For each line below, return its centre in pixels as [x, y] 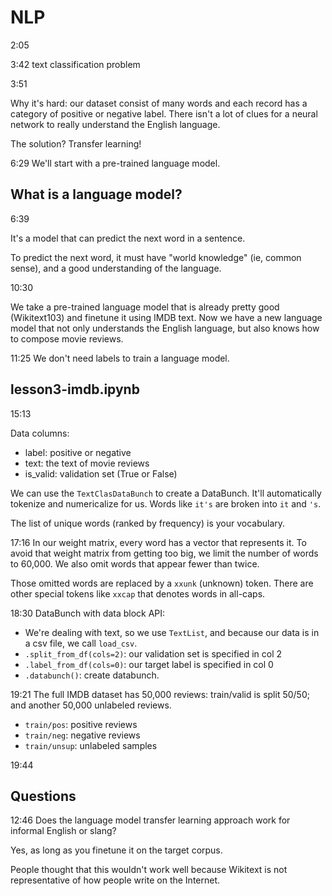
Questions [43, 796]
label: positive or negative [78, 452]
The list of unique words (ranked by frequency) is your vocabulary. [148, 523]
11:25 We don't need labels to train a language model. [120, 358]
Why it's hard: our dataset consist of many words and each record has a [159, 103]
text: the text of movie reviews [87, 463]
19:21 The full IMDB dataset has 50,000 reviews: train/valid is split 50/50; [160, 694]
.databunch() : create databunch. [92, 675]
